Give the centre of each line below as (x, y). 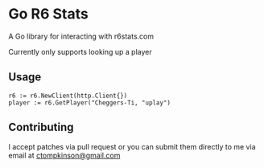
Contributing (41, 127)
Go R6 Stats (48, 14)
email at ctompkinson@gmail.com (64, 155)
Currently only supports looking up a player (80, 51)
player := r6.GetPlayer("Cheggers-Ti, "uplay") (90, 102)
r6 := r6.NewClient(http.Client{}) (68, 96)
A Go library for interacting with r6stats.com (81, 36)
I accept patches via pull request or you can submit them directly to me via (132, 146)
